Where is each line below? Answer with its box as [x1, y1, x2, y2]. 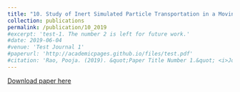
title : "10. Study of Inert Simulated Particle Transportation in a [7, 10, 216, 18]
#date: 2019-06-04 [7, 37, 62, 44]
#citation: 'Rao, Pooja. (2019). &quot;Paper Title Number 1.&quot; [7, 57, 216, 64]
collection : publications [7, 17, 84, 24]
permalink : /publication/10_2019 [7, 24, 107, 31]
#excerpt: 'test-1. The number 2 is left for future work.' [7, 30, 191, 38]
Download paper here [7, 76, 71, 85]
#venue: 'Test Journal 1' [7, 44, 84, 51]
